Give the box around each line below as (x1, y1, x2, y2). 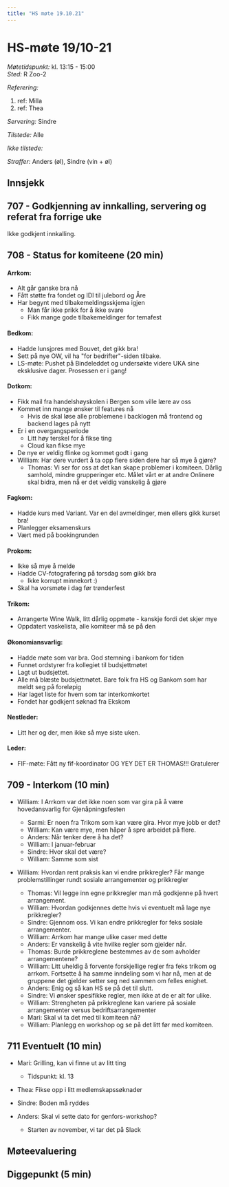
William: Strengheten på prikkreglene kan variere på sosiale (27, 998, 196, 1007)
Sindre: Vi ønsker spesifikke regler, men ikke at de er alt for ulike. (27, 991, 212, 999)
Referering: (7, 83, 39, 92)
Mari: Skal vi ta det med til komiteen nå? (27, 1013, 141, 1021)
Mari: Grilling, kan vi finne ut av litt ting (17, 1058, 127, 1067)
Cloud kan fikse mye (27, 441, 86, 450)
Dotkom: (7, 382, 32, 390)
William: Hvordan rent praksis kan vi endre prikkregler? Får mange (17, 868, 205, 876)
